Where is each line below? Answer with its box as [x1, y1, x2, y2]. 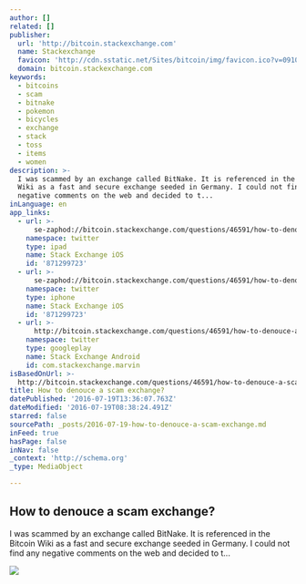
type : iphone [25, 292, 76, 302]
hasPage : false [9, 436, 67, 446]
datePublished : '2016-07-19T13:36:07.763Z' [9, 394, 178, 404]
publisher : [9, 30, 51, 39]
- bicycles [17, 115, 59, 124]
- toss [17, 140, 43, 149]
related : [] [9, 22, 55, 31]
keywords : [9, 73, 47, 82]
